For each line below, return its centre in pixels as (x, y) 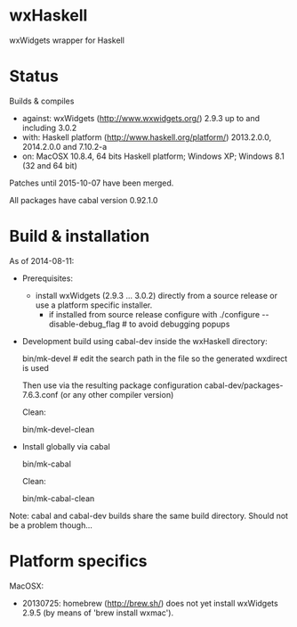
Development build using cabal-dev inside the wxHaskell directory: (145, 341)
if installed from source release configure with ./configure (154, 314)
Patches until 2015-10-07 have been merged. (92, 183)
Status (34, 76)
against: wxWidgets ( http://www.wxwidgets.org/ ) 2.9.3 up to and (141, 118)
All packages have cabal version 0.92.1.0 (84, 200)
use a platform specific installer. (94, 305)
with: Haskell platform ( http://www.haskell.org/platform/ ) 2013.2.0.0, (147, 137)
